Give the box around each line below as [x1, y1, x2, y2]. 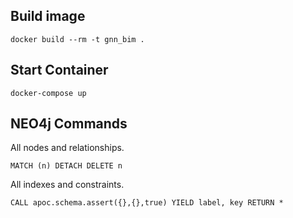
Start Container [10, 62, 109, 79]
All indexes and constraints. [10, 179, 125, 191]
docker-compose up [10, 88, 87, 98]
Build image [10, 8, 86, 25]
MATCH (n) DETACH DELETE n [10, 161, 123, 171]
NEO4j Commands [10, 115, 128, 133]
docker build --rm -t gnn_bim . [10, 34, 145, 44]
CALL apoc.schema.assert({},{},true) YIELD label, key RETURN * [10, 198, 284, 208]
